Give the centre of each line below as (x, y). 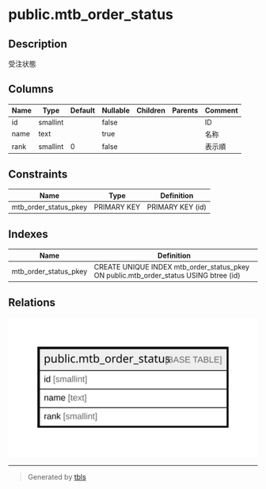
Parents (185, 111)
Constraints (38, 174)
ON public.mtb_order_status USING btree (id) (167, 276)
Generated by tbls (57, 476)
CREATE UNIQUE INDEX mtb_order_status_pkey (172, 267)
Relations (32, 303)
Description (38, 44)
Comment (222, 111)
